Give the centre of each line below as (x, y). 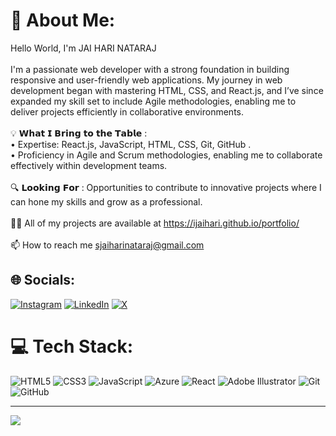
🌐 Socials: (43, 280)
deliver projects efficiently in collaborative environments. (127, 111)
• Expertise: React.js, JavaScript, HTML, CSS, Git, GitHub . (131, 144)
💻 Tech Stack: (72, 346)
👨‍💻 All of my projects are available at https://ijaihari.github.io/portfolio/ (155, 223)
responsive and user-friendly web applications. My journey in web (146, 80)
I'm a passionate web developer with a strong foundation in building (150, 69)
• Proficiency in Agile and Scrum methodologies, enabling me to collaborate (166, 155)
